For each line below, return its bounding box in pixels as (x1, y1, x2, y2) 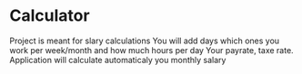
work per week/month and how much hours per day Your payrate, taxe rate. (9, 44, 294, 55)
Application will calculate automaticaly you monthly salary (9, 54, 226, 65)
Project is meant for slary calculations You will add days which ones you (9, 35, 280, 46)
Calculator (9, 5, 90, 26)
